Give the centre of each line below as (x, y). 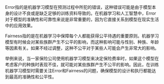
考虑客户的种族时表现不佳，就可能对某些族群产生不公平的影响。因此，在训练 (82, 64)
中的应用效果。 (20, 25)
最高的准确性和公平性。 (33, 77)
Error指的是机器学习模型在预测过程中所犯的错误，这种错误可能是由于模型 (79, 7)
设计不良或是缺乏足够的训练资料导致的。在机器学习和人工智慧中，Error (85, 13)
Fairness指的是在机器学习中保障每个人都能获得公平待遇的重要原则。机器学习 (82, 36)
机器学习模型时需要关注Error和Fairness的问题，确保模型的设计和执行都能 (79, 71)
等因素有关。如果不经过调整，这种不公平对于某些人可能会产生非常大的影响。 (82, 48)
